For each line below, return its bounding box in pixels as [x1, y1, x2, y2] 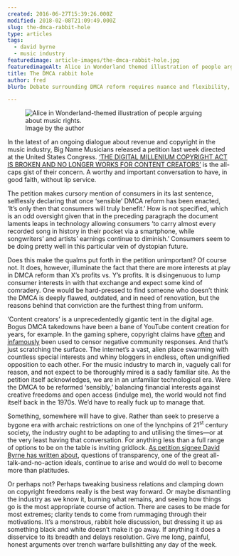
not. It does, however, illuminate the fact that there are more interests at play [7, 264, 231, 272]
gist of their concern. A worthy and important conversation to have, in [23, 168, 228, 176]
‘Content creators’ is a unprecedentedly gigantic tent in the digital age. [7, 315, 214, 324]
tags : [7, 37, 23, 44]
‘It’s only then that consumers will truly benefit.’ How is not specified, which [7, 204, 228, 213]
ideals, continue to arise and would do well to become [64, 458, 223, 466]
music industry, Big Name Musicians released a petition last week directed [7, 145, 225, 154]
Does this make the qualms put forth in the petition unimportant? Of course [7, 256, 227, 264]
